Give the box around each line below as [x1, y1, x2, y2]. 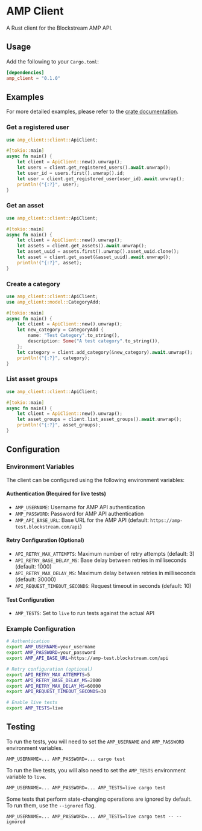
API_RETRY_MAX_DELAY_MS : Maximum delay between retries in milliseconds [14, 569, 196, 576]
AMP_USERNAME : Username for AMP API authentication [14, 503, 145, 510]
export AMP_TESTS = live [6, 705, 63, 711]
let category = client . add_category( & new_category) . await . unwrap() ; [17, 349, 193, 355]
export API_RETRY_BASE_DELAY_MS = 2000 [6, 677, 101, 683]
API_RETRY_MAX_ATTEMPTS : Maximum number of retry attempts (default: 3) [14, 550, 195, 557]
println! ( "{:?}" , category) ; [17, 355, 90, 361]
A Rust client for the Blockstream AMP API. [6, 24, 113, 31]
